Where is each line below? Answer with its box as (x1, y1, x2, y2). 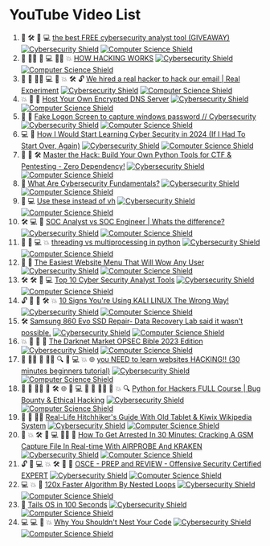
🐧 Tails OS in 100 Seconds (20, 499, 108, 509)
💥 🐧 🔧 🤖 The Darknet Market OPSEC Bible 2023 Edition (20, 336, 203, 346)
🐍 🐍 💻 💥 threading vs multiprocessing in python (20, 237, 181, 247)
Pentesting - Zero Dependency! (20, 161, 125, 170)
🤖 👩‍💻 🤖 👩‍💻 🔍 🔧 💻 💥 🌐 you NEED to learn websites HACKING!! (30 (20, 354, 240, 363)
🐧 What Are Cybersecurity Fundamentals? (20, 179, 160, 188)
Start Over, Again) (20, 141, 80, 150)
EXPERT (20, 470, 49, 480)
